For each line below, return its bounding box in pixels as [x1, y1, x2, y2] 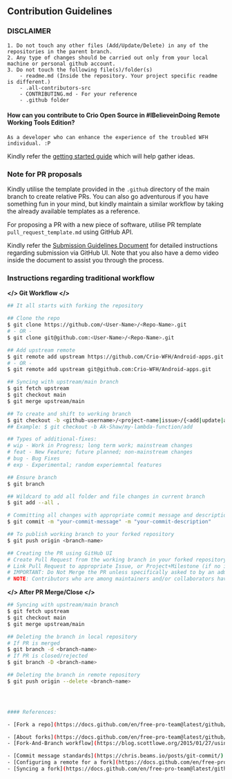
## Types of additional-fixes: [7, 436, 97, 442]
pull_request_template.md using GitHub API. [7, 228, 133, 236]
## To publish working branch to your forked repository [7, 531, 175, 538]
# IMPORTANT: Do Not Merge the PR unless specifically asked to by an [7, 569, 215, 576]
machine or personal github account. [7, 60, 116, 67]
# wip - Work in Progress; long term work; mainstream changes [7, 442, 193, 449]
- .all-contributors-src [19, 84, 91, 91]
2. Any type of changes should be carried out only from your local [7, 54, 209, 61]
